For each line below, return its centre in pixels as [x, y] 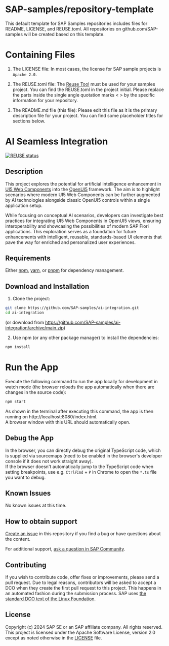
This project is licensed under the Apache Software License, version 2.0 [80, 632]
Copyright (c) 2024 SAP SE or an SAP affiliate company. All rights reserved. [84, 627]
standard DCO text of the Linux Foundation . [51, 599]
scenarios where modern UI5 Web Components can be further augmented [83, 195]
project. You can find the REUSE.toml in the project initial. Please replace [88, 89]
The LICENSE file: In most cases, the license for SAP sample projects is [87, 69]
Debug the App [30, 438]
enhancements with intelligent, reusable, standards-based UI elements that [83, 237]
